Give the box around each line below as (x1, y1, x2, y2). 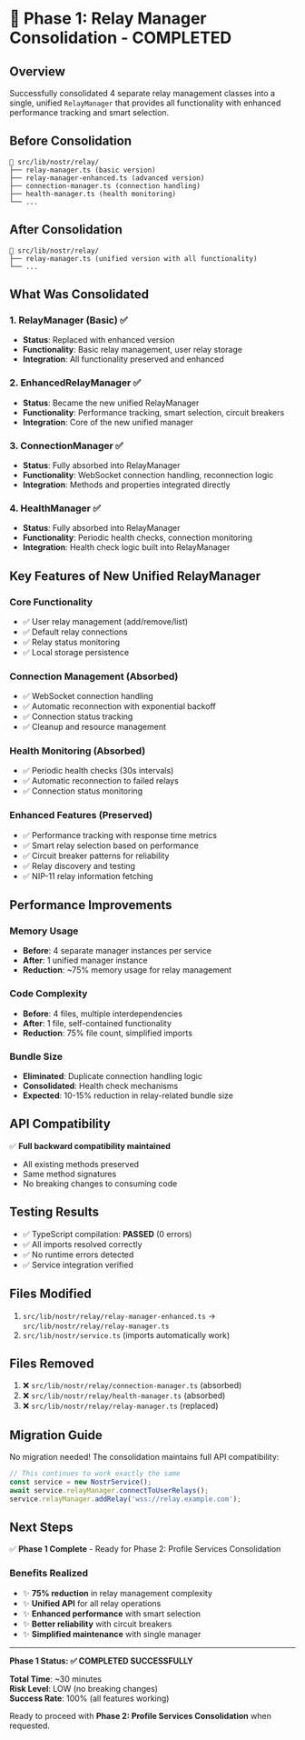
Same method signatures (22, 1168, 117, 1179)
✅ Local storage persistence (22, 646, 130, 657)
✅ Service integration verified (22, 1259, 133, 1270)
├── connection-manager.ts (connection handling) (9, 181, 202, 190)
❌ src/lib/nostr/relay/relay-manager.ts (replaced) (22, 1400, 220, 1412)
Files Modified (9, 1286, 93, 1302)
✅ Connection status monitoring (22, 785, 143, 796)
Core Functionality (9, 595, 93, 608)
